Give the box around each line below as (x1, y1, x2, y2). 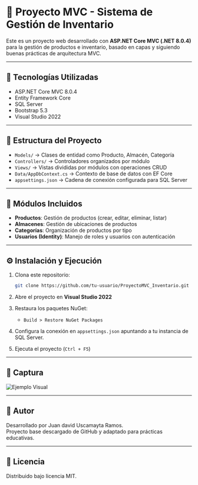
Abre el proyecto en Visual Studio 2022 (14, 294, 112, 301)
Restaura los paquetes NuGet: (14, 305, 88, 312)
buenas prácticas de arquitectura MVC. (6, 49, 101, 57)
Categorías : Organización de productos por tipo (14, 227, 132, 234)
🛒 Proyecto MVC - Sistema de (6, 5, 153, 19)
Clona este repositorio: (14, 271, 70, 278)
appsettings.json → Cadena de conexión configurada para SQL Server (14, 176, 187, 183)
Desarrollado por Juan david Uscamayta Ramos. (6, 421, 124, 428)
